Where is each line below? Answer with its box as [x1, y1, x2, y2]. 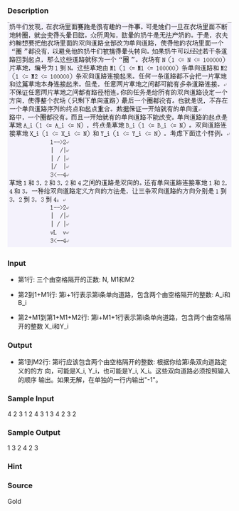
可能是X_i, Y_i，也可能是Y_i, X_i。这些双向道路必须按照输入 [56, 366, 230, 375]
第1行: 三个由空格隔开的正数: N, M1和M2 [17, 275, 135, 284]
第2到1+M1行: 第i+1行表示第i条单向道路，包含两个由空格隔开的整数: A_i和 [17, 291, 231, 299]
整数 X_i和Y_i [30, 322, 69, 331]
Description [7, 6, 49, 16]
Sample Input [7, 393, 55, 403]
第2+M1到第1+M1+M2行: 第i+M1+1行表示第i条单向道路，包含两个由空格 [17, 313, 225, 322]
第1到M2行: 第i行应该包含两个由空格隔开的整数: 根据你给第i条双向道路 [17, 357, 221, 366]
